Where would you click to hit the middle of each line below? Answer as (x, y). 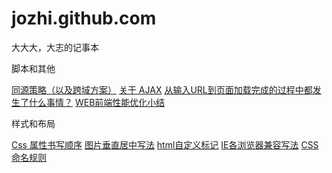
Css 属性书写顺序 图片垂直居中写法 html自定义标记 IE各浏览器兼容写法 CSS (165, 144)
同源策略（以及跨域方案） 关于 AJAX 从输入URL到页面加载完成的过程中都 (162, 89)
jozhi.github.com (84, 18)
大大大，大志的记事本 (55, 47)
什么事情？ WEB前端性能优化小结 (97, 102)
